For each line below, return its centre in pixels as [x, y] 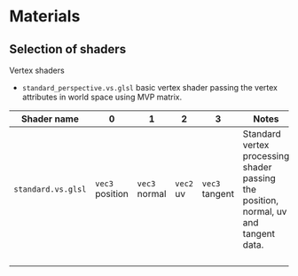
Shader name [50, 119]
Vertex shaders [37, 70]
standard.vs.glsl [50, 189]
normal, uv [265, 212]
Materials [45, 16]
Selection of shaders [68, 49]
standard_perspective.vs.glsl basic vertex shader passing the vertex [149, 87]
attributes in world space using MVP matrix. [102, 97]
